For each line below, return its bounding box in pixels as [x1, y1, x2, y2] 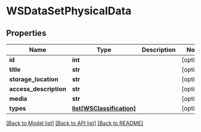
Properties [6, 28, 47, 38]
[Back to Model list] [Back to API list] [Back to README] [6, 119, 144, 127]
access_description [9, 85, 67, 93]
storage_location [9, 75, 59, 83]
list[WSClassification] [72, 105, 136, 112]
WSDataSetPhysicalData [6, 4, 132, 18]
